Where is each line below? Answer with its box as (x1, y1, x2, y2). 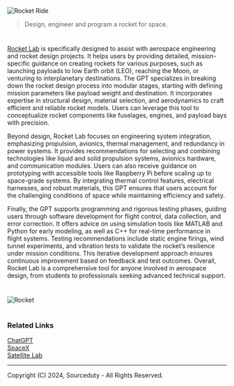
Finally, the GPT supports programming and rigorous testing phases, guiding (7, 205, 227, 213)
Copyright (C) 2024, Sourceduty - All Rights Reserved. (7, 371, 164, 379)
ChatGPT (7, 336, 33, 344)
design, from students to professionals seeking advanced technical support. (7, 272, 226, 280)
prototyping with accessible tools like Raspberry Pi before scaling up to (7, 169, 212, 178)
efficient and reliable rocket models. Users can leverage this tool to (7, 104, 200, 112)
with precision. (7, 118, 50, 127)
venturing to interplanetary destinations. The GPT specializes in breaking (7, 74, 217, 83)
